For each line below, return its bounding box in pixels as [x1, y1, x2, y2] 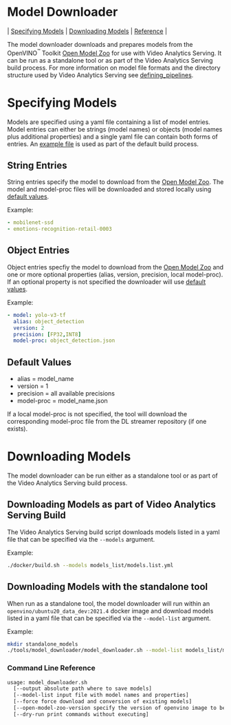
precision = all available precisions [16, 389, 115, 398]
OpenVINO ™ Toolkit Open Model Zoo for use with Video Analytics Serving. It [7, 48, 222, 57]
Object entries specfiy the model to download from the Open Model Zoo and [7, 263, 224, 271]
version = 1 [16, 382, 49, 390]
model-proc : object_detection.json [13, 337, 115, 345]
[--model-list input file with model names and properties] [13, 692, 189, 699]
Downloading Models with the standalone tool [7, 581, 208, 593]
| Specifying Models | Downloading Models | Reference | [7, 27, 167, 35]
